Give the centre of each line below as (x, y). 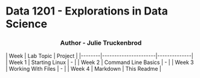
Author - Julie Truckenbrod (101, 43)
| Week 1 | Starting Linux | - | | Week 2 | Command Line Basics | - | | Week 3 (100, 62)
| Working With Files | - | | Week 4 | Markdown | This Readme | (83, 69)
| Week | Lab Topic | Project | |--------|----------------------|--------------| (100, 56)
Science (27, 24)
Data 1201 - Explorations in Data (87, 11)
